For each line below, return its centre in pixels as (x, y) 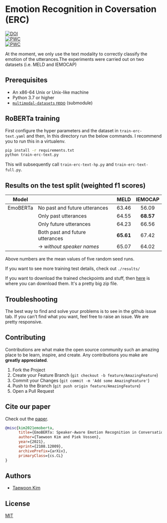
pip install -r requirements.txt (40, 150)
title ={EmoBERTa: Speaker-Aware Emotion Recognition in (77, 433)
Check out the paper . (27, 419)
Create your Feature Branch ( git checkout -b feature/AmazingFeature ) (85, 375)
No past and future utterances (73, 208)
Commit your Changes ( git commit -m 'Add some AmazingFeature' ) (81, 380)
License (18, 503)
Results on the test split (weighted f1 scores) (75, 185)
